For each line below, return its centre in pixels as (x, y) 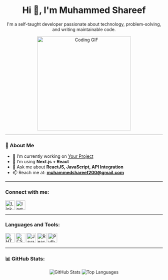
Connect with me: (27, 192)
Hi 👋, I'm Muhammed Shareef (84, 10)
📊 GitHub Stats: (25, 258)
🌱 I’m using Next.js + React (40, 162)
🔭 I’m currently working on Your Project (53, 156)
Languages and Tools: (32, 225)
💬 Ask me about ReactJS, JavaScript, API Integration (68, 167)
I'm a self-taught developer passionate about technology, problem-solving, (84, 24)
